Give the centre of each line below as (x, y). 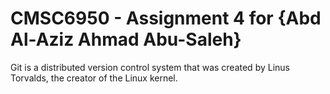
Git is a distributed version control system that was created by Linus (150, 67)
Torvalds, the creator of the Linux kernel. (94, 78)
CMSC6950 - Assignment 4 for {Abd (166, 18)
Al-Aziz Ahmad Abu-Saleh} (126, 39)
